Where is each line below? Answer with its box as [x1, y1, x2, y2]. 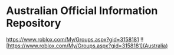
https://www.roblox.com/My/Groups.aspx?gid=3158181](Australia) [8, 42, 168, 49]
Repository [6, 16, 61, 30]
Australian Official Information [6, 4, 158, 18]
